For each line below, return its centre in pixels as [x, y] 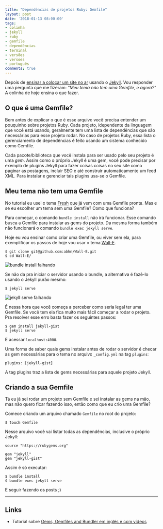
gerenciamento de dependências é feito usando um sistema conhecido [76, 140]
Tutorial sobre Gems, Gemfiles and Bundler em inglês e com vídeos [79, 522]
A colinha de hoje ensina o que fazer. [42, 93]
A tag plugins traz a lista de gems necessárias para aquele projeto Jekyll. [78, 372]
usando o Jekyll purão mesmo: [36, 279]
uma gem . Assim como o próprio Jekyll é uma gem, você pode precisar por [80, 160]
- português [17, 64]
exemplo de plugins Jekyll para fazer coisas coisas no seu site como [73, 165]
